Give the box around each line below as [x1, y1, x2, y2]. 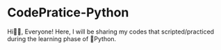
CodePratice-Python [7, 5, 129, 21]
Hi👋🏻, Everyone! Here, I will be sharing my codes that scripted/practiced [7, 27, 214, 36]
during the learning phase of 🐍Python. [7, 34, 117, 42]
